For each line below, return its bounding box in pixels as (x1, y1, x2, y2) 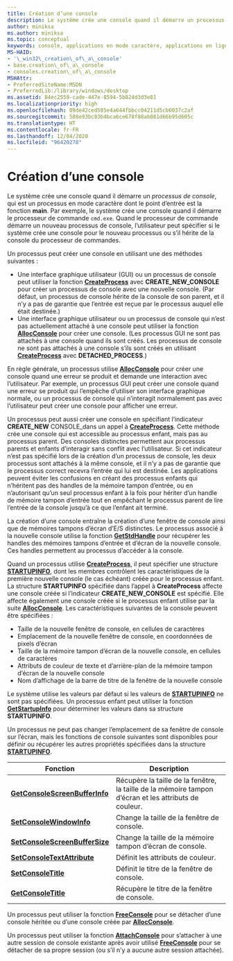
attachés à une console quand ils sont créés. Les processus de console (17, 337, 222, 345)
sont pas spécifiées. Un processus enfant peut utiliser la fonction (7, 698, 193, 706)
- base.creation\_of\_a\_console (7, 62, 104, 69)
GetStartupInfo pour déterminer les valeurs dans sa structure (7, 704, 184, 713)
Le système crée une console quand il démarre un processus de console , (7, 192, 217, 200)
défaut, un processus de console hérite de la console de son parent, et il (17, 293, 225, 301)
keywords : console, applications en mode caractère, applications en (7, 42, 213, 49)
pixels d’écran (17, 639, 58, 648)
